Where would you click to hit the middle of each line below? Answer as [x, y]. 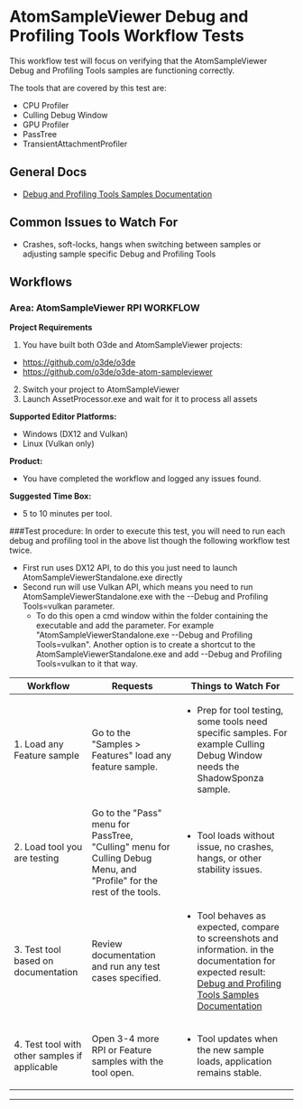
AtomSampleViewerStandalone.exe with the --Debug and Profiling [145, 597]
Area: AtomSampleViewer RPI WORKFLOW [105, 307]
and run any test [126, 966]
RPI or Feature [122, 1050]
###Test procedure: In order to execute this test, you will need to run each [147, 531]
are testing [37, 858]
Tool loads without [236, 835]
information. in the [236, 950]
